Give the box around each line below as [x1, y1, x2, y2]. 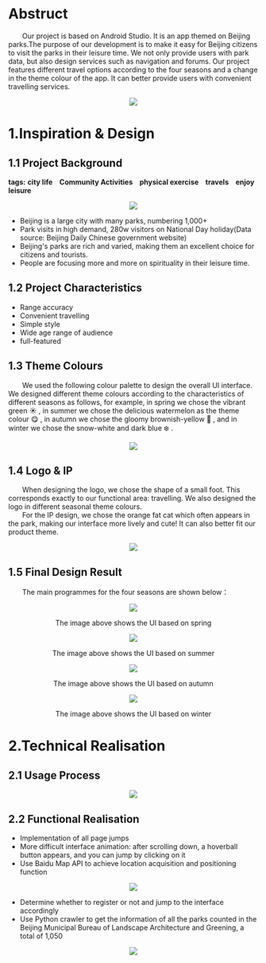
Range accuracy [19, 302, 74, 312]
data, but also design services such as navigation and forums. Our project [8, 56, 250, 66]
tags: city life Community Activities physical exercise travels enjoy [8, 177, 255, 187]
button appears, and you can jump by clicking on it [19, 850, 186, 860]
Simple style [19, 319, 61, 328]
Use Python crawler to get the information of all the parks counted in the [19, 914, 257, 923]
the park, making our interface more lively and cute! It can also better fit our [8, 518, 256, 529]
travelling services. [8, 81, 71, 91]
